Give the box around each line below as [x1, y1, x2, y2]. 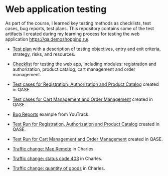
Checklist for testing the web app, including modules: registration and [12, 61, 156, 67]
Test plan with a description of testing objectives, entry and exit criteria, [12, 46, 161, 52]
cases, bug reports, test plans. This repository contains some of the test [5, 25, 154, 31]
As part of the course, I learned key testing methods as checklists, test [5, 20, 151, 26]
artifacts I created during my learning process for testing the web [5, 31, 140, 37]
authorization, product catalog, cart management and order [12, 66, 135, 72]
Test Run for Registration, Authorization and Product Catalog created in [12, 121, 159, 127]
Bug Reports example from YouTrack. [12, 111, 90, 117]
